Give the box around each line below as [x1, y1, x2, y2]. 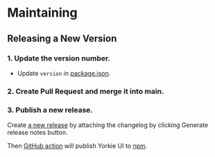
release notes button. [7, 129, 68, 137]
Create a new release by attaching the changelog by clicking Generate [7, 121, 209, 129]
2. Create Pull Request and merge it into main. [7, 86, 164, 96]
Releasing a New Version [7, 33, 117, 44]
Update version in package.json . [17, 69, 111, 77]
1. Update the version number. [7, 53, 111, 63]
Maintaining [7, 5, 78, 21]
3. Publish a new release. [7, 105, 94, 115]
